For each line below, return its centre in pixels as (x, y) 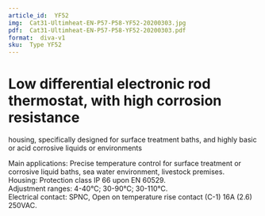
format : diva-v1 (37, 38)
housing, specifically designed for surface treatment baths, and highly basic (132, 140)
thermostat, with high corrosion (115, 101)
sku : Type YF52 (35, 45)
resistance (44, 117)
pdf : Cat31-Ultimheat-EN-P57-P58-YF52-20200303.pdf (97, 30)
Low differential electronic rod (109, 84)
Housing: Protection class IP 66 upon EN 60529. (87, 180)
